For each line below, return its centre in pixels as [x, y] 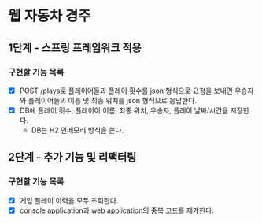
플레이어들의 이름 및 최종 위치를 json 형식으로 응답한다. [113, 100]
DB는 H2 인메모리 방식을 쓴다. [77, 130]
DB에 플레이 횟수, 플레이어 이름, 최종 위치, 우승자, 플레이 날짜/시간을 [124, 110]
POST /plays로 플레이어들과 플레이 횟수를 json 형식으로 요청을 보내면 [126, 91]
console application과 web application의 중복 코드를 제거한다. [116, 210]
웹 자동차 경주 [50, 16]
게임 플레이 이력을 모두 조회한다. [69, 200]
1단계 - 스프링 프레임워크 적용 [75, 48]
